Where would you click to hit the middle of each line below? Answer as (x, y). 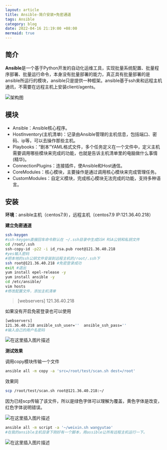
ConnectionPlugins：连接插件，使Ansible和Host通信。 (69, 165)
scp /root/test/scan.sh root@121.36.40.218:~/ (55, 391)
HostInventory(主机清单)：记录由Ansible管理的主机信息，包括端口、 (82, 134)
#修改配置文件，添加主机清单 (31, 291)
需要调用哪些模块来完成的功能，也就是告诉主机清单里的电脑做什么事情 (85, 153)
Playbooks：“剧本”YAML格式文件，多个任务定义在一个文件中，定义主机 (86, 147)
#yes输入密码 (17, 254)
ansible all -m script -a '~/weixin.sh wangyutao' (59, 428)
